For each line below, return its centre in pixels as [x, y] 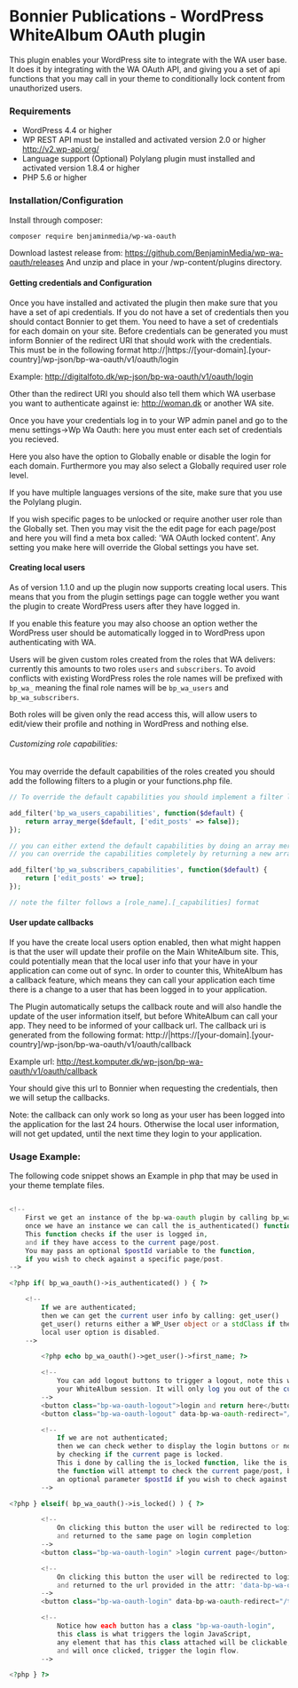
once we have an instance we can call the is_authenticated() [142, 1227]
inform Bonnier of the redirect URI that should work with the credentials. [141, 340]
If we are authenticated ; [89, 1308]
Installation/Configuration [67, 201]
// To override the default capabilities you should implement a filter [146, 797]
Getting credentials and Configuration [81, 283]
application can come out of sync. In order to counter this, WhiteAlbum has [146, 970]
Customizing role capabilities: [63, 744]
